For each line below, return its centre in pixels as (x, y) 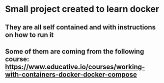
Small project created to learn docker (82, 9)
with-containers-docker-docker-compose (71, 74)
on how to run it (29, 35)
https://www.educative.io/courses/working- (75, 67)
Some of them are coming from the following (75, 51)
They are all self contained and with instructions (81, 27)
